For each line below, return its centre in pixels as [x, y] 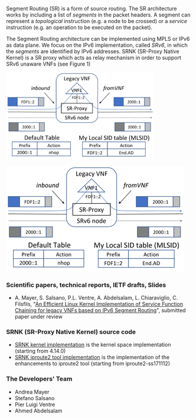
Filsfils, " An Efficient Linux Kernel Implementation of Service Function [99, 304]
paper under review [39, 317]
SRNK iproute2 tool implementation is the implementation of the [92, 358]
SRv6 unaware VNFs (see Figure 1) [48, 64]
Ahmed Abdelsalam [38, 411]
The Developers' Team [39, 379]
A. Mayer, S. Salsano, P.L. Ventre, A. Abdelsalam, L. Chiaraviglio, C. [96, 298]
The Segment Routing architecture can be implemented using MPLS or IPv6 [98, 39]
